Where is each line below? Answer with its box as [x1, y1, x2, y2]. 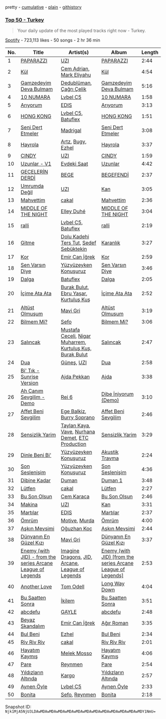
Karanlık [101, 240, 121, 246]
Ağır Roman [101, 620, 128, 627]
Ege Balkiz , [61, 408, 86, 415]
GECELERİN [20, 168, 48, 175]
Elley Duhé [61, 208, 85, 215]
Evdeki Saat [61, 160, 88, 167]
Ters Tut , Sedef [61, 240, 96, 246]
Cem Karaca [61, 493, 90, 500]
